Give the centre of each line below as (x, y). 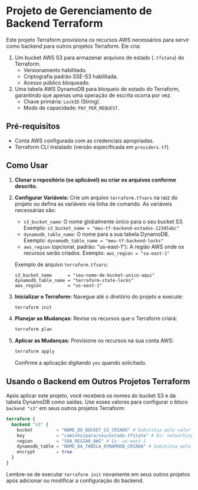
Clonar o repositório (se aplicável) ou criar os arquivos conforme (95, 180)
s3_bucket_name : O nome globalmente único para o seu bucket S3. (103, 221)
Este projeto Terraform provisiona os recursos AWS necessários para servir (98, 40)
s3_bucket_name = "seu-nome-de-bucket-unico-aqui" (85, 275)
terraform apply (34, 352)
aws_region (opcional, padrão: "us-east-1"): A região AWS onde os (104, 246)
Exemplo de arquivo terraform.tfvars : (61, 264)
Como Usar (27, 166)
